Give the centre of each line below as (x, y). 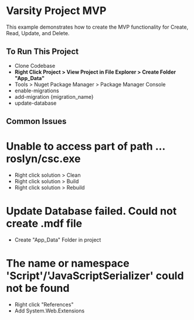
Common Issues (36, 121)
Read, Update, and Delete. (38, 33)
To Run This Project (42, 52)
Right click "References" (44, 304)
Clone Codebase (35, 66)
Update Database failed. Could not (91, 211)
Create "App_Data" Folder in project (58, 240)
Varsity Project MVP (56, 11)
